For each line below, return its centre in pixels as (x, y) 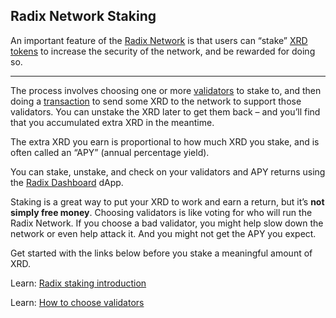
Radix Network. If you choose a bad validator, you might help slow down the (167, 223)
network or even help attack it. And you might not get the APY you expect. (163, 233)
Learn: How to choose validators (77, 302)
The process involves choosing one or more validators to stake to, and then (166, 90)
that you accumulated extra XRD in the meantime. (112, 122)
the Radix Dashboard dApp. (67, 182)
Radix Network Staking (83, 16)
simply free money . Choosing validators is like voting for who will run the (161, 212)
